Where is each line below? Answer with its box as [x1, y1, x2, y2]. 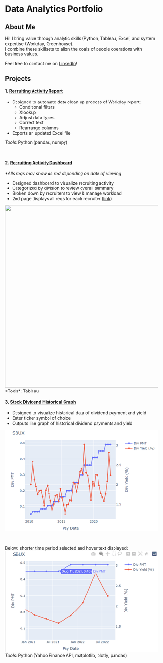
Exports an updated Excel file [12, 130, 71, 136]
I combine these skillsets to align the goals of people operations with [5, 46, 142, 51]
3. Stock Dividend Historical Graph [5, 399, 76, 405]
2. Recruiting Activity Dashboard [5, 160, 73, 166]
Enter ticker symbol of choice [12, 415, 71, 421]
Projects [5, 74, 31, 83]
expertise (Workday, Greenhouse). [5, 41, 74, 47]
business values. [5, 51, 39, 57]
